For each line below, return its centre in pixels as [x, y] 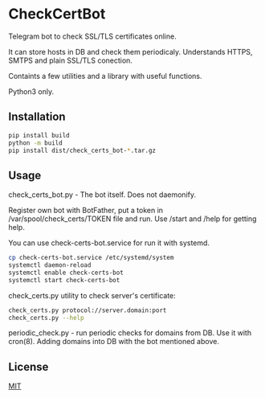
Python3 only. [31, 91]
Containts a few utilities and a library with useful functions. [105, 76]
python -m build [35, 143]
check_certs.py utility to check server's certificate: [92, 295]
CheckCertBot [57, 14]
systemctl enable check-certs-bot [66, 273]
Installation [37, 117]
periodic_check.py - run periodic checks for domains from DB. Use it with [130, 333]
